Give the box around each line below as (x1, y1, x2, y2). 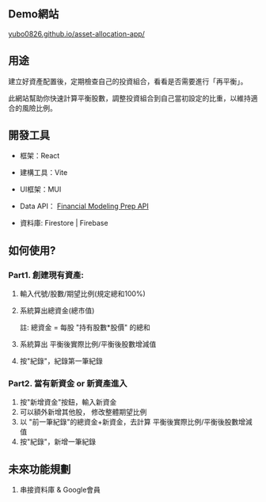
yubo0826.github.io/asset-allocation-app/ (8, 29, 145, 38)
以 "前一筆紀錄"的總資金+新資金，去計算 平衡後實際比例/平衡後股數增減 (19, 417, 253, 427)
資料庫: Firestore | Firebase (19, 219, 108, 228)
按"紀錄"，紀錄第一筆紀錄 (19, 356, 103, 366)
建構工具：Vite (19, 168, 68, 177)
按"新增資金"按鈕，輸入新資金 (19, 397, 117, 407)
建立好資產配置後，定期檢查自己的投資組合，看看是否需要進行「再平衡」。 (8, 76, 248, 86)
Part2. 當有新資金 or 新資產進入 (8, 378, 128, 390)
